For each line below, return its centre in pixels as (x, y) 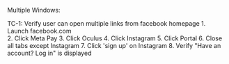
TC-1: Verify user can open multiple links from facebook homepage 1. (106, 23)
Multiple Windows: (34, 10)
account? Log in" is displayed (49, 53)
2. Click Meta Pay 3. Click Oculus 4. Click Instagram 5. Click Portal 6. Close (115, 38)
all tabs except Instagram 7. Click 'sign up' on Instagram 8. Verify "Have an (114, 46)
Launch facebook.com (39, 31)
